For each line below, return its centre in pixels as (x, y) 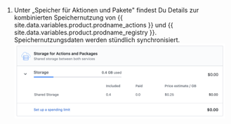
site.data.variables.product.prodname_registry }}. (85, 32)
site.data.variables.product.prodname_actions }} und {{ (93, 25)
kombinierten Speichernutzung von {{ (68, 18)
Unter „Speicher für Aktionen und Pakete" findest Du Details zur (106, 10)
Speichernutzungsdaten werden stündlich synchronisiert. (97, 40)
